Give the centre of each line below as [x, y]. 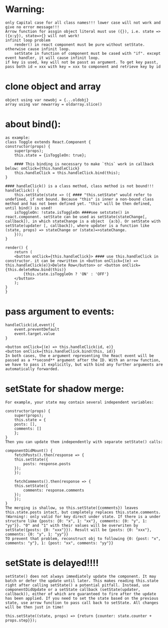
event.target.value [35, 334]
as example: [18, 138]
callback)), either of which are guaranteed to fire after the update [81, 594]
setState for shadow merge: [65, 389]
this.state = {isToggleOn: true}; [50, 155]
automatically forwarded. [32, 369]
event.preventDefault [37, 329]
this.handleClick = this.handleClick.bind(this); [67, 173]
